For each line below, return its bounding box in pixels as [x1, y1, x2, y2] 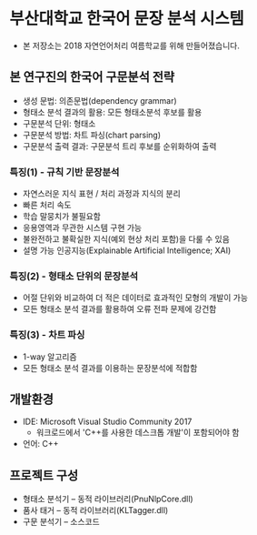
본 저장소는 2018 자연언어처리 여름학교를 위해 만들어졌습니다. [22, 40, 241, 51]
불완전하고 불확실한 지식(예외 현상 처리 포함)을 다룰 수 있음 [22, 234, 230, 245]
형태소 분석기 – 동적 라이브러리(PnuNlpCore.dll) [22, 493, 193, 505]
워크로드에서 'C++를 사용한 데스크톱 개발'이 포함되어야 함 [35, 427, 240, 438]
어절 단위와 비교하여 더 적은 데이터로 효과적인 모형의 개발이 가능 [22, 292, 248, 303]
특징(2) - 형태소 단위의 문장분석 [9, 269, 139, 282]
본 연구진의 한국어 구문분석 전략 [9, 69, 175, 85]
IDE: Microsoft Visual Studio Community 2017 [22, 416, 193, 428]
